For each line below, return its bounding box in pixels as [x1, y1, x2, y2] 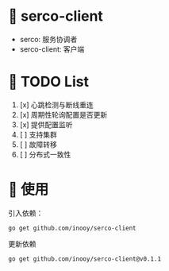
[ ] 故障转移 [19, 139, 57, 149]
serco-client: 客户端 [19, 44, 85, 54]
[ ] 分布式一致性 [19, 149, 71, 159]
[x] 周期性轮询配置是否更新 [19, 110, 108, 119]
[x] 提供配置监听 [19, 119, 73, 130]
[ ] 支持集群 [19, 130, 57, 139]
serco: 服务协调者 [19, 34, 78, 44]
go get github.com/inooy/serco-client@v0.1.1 [8, 254, 161, 263]
